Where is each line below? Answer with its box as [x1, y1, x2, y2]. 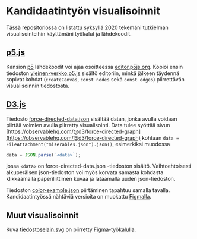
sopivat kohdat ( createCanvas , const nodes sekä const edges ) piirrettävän [6, 76, 185, 83]
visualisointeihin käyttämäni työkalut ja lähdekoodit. [6, 30, 132, 37]
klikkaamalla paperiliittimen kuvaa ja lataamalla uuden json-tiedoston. [6, 175, 176, 183]
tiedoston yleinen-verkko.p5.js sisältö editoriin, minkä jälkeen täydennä [6, 70, 180, 77]
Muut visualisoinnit [6, 210, 79, 221]
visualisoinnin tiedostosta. [6, 82, 70, 89]
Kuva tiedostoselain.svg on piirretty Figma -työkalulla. [6, 226, 136, 233]
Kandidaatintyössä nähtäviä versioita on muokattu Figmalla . [6, 193, 151, 200]
